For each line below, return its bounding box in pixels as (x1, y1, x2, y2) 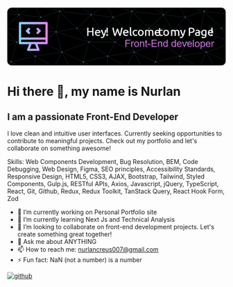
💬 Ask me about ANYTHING (17, 238, 97, 246)
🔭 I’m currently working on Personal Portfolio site (17, 208, 157, 216)
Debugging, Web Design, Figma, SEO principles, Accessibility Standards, (7, 165, 216, 174)
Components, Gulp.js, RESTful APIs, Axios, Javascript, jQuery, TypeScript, (7, 180, 219, 188)
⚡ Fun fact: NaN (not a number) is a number (17, 256, 142, 264)
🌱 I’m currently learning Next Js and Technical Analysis (17, 215, 175, 224)
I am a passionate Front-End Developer (7, 110, 179, 122)
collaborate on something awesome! (7, 144, 111, 153)
